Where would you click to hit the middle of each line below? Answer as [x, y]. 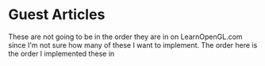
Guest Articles [57, 15]
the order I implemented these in [61, 53]
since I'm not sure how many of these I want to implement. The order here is [133, 45]
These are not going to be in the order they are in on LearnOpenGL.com [126, 37]
